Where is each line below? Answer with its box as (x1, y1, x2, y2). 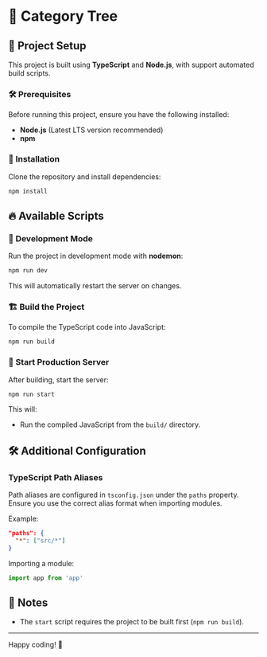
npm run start (8, 390, 56, 398)
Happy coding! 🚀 (8, 640, 64, 650)
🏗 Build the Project (8, 301, 85, 312)
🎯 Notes (8, 596, 48, 609)
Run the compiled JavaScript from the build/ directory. (19, 420, 201, 429)
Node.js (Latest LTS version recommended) (19, 125, 164, 135)
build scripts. (8, 68, 51, 78)
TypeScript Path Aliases (8, 471, 103, 483)
